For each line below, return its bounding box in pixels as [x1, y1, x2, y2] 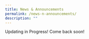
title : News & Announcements [5, 7, 64, 12]
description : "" [5, 16, 38, 20]
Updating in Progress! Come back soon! [5, 29, 85, 35]
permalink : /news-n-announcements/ [5, 11, 77, 16]
